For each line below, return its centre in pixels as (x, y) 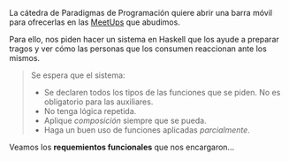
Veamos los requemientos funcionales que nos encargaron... (122, 147)
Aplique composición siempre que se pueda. (125, 120)
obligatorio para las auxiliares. (99, 102)
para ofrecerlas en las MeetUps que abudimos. (95, 22)
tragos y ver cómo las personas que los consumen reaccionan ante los (138, 49)
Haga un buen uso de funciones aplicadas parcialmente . (147, 130)
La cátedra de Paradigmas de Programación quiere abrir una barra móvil (141, 13)
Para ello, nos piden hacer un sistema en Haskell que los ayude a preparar (144, 39)
